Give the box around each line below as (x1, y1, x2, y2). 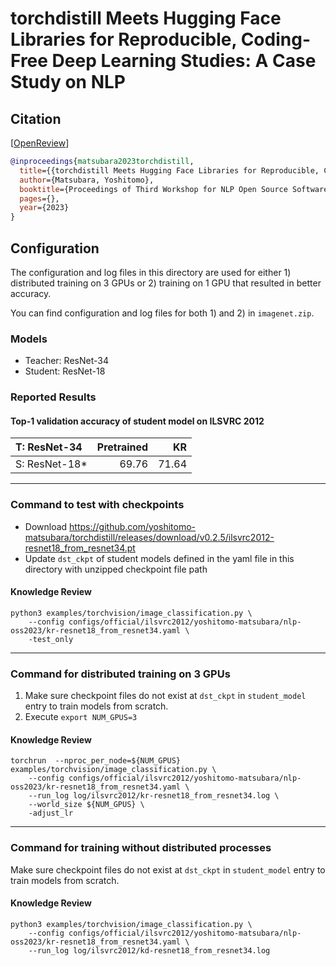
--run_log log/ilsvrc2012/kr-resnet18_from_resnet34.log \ (28, 791, 280, 801)
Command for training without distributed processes (10, 841, 272, 855)
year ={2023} (19, 203, 70, 213)
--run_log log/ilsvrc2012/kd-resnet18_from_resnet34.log (28, 945, 271, 956)
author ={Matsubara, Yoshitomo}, (19, 175, 155, 185)
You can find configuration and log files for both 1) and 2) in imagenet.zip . (10, 307, 315, 319)
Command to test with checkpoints (10, 498, 185, 512)
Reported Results (10, 390, 97, 404)
